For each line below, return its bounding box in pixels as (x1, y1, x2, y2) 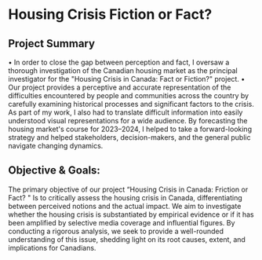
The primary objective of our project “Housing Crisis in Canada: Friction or (8, 185, 249, 194)
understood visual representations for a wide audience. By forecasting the (8, 116, 248, 125)
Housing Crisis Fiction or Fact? (8, 5, 213, 24)
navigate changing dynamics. (8, 141, 104, 150)
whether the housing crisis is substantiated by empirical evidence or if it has (8, 210, 255, 219)
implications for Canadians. (8, 243, 96, 252)
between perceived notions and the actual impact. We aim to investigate (8, 201, 242, 211)
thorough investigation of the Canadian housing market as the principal (8, 66, 238, 75)
